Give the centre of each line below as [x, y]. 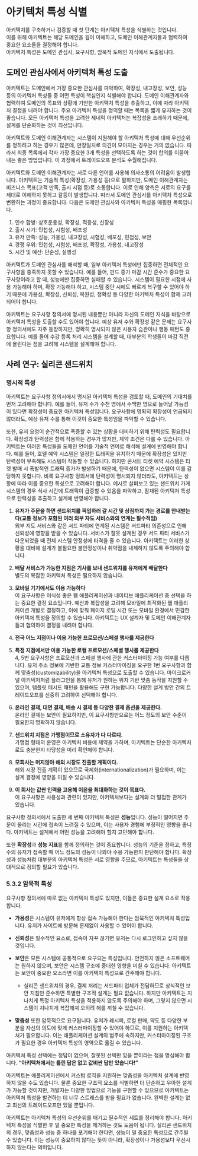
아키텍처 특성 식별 [47, 12]
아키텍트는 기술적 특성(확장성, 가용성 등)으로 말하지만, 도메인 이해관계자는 [103, 180]
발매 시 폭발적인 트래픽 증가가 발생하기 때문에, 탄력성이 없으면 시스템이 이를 [99, 469]
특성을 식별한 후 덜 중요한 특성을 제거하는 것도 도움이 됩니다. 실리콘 [94, 1125]
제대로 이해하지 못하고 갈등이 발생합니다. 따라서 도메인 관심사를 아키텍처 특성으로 [99, 195]
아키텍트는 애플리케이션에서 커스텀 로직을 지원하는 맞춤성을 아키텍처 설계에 [92, 1075]
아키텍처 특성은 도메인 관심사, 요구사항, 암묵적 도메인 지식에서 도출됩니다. [90, 52]
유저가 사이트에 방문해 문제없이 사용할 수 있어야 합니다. [90, 925]
